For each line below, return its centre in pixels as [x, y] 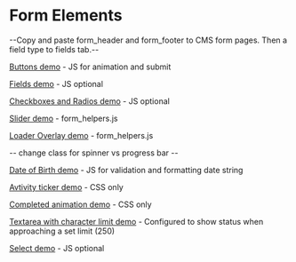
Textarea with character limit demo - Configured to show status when [136, 221]
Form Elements [66, 16]
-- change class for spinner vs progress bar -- [94, 153]
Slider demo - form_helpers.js [64, 118]
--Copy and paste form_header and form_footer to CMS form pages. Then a [148, 40]
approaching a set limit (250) [62, 231]
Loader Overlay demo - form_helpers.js [81, 135]
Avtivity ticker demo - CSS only [67, 187]
